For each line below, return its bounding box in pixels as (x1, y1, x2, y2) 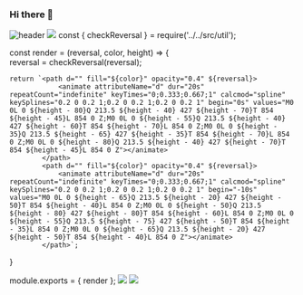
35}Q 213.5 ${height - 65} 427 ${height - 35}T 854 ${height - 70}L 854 (9, 130, 290, 139)
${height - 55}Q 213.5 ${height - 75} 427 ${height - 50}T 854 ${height (9, 217, 290, 226)
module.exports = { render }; (9, 275, 116, 286)
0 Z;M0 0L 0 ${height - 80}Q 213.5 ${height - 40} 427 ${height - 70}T (9, 138, 286, 147)
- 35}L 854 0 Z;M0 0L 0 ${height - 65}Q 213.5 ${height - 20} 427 (9, 225, 266, 234)
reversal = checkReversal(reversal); (9, 57, 142, 68)
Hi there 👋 (9, 8, 54, 21)
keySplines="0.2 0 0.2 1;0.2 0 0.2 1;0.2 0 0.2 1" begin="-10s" (9, 186, 258, 195)
